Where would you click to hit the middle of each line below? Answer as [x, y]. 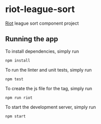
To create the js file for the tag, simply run [49, 88]
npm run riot [19, 98]
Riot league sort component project [42, 23]
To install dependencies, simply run [42, 51]
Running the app [32, 39]
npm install [18, 60]
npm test [14, 79]
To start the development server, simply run [50, 107]
